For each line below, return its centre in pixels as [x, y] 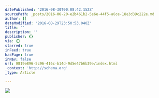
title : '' [15, 28]
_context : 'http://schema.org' [36, 68]
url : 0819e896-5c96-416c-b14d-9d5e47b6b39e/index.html [61, 64]
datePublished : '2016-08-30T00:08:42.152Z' [50, 9]
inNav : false [18, 59]
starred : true [19, 46]
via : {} [13, 41]
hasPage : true [19, 55]
